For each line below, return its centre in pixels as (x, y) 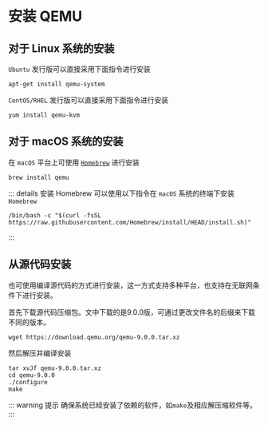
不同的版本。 (29, 322)
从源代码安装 (40, 264)
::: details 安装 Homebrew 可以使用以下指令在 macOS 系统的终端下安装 (122, 193)
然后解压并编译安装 (40, 353)
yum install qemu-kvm (44, 115)
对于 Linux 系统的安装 (61, 48)
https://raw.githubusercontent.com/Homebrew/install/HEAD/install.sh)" (130, 222)
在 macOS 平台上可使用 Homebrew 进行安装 (74, 162)
